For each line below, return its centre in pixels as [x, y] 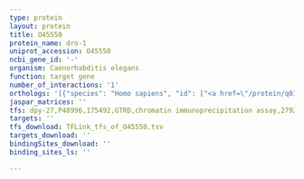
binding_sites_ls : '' [50, 152]
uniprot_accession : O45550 [60, 52]
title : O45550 [36, 34]
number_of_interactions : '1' [64, 85]
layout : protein [40, 26]
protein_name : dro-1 [48, 43]
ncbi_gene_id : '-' [44, 60]
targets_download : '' [50, 136]
